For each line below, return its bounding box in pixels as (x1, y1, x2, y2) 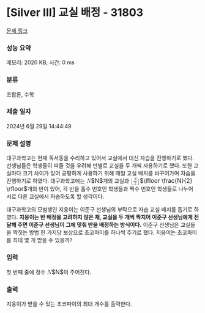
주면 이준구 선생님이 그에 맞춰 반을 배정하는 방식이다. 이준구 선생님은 (17, 221, 179, 229)
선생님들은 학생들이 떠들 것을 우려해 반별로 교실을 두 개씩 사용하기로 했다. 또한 (6, 162, 193, 169)
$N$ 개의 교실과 (91, 177, 130, 185)
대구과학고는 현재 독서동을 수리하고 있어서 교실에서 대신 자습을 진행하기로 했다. (6, 154, 195, 162)
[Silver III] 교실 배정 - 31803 (6, 6, 144, 20)
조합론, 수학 (6, 90, 35, 98)
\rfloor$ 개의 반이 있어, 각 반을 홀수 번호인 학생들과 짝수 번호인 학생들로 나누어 (6, 185, 194, 193)
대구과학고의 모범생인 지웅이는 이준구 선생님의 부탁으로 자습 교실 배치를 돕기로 (6, 206, 193, 213)
